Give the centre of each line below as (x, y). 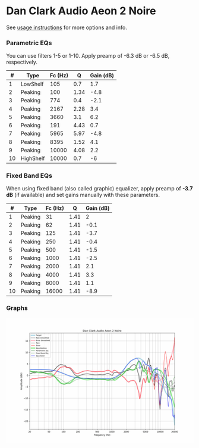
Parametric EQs (29, 43)
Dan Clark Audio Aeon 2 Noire (81, 11)
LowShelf (32, 84)
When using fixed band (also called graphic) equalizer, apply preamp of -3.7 (99, 189)
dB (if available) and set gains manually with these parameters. (83, 195)
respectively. (22, 62)
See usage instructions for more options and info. (67, 27)
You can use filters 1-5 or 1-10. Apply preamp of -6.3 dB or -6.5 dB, (88, 56)
